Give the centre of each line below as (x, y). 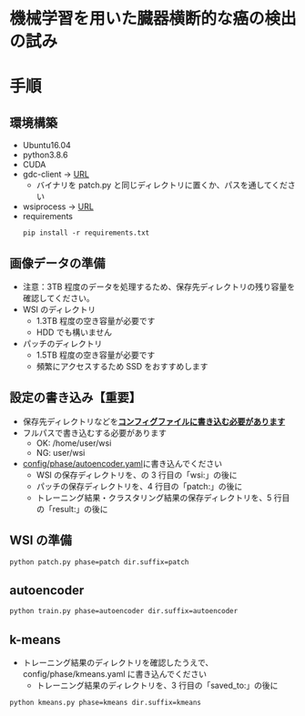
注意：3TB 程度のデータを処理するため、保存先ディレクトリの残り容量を (159, 287)
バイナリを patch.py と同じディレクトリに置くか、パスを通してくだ (162, 185)
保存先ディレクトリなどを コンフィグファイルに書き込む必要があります (154, 421)
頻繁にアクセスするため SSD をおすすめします (122, 366)
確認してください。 (58, 298)
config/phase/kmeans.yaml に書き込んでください (115, 674)
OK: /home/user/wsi (74, 443)
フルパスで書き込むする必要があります (94, 432)
